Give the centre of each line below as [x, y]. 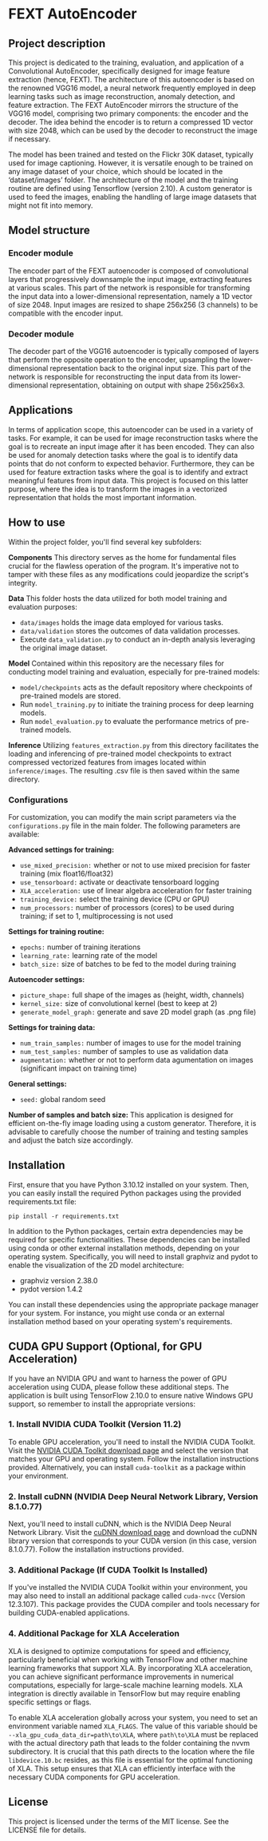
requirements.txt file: [43, 1201]
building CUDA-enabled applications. [69, 1613]
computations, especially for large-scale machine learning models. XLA [126, 1685]
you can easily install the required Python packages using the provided [125, 1193]
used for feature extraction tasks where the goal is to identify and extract [128, 471]
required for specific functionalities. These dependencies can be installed [129, 1239]
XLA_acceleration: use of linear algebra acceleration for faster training [136, 890]
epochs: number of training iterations [80, 947]
